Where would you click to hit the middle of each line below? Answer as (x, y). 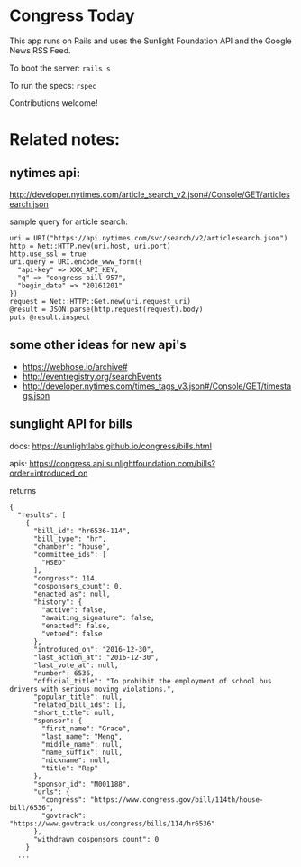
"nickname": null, (76, 760)
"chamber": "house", (72, 547)
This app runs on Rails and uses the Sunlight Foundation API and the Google (151, 41)
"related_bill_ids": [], (80, 705)
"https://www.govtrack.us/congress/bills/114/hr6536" (113, 824)
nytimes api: (45, 173)
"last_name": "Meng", (82, 736)
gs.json (36, 395)
